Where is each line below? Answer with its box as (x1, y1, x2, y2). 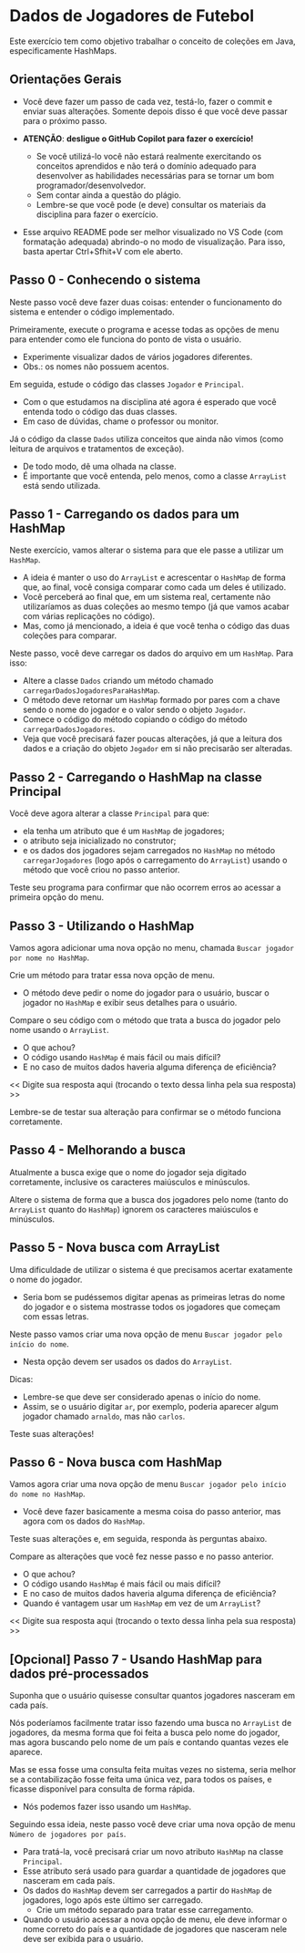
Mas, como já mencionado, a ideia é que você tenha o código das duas (22, 621, 290, 632)
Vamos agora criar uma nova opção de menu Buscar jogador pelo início (9, 1479, 287, 1490)
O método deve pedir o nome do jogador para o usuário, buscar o (22, 987, 270, 998)
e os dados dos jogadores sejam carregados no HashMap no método (22, 845, 276, 856)
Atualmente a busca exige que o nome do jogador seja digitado (9, 1166, 248, 1177)
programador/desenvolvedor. (36, 180, 147, 191)
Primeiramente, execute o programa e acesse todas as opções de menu (9, 324, 280, 335)
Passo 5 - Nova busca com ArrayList (9, 1240, 220, 1255)
